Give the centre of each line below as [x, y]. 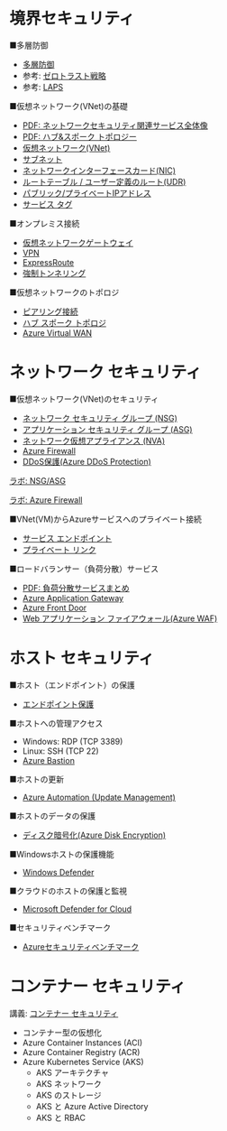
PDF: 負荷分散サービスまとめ [76, 588]
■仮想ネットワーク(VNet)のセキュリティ [84, 399]
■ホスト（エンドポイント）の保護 [72, 685]
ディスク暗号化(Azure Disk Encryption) [94, 835]
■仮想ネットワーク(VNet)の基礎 [68, 106]
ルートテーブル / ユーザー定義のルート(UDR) [104, 181]
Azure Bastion [48, 760]
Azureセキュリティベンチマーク [81, 946]
